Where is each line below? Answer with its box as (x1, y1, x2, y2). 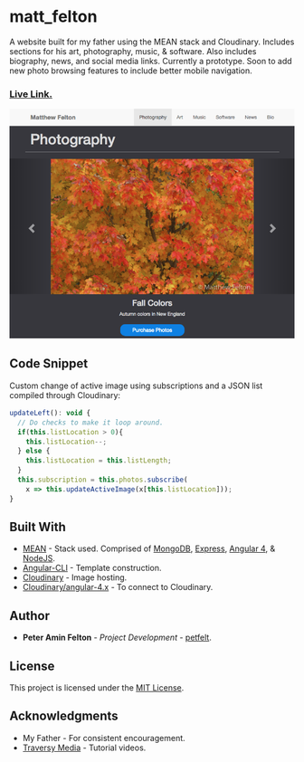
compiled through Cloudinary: (9, 389, 120, 400)
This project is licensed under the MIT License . (9, 682, 185, 693)
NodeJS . (22, 553, 56, 564)
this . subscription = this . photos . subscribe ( (17, 475, 188, 484)
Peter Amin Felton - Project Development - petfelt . (22, 632, 213, 643)
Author (9, 608, 50, 624)
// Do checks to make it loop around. (17, 418, 165, 427)
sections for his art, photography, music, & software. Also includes (9, 45, 257, 56)
